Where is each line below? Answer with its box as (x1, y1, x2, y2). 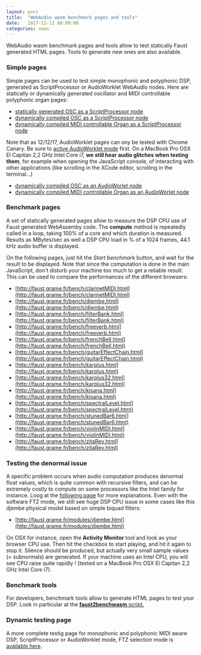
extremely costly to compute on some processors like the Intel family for (6, 485, 184, 492)
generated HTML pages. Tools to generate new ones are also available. (6, 49, 182, 56)
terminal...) (6, 170, 33, 178)
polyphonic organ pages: (6, 96, 68, 103)
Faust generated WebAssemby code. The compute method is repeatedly (6, 223, 186, 230)
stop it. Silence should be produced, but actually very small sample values (6, 547, 189, 554)
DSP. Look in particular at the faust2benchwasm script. (6, 601, 145, 608)
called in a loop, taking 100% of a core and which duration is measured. (6, 229, 182, 237)
